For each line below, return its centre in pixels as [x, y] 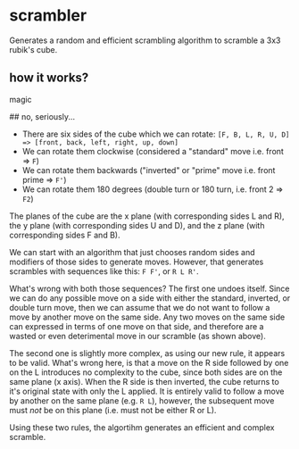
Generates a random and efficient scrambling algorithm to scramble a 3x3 [145, 40]
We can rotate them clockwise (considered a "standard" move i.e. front [153, 151]
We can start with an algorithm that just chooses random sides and [132, 252]
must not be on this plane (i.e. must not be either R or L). [113, 410]
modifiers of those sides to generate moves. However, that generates [137, 262]
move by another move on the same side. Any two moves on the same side [147, 317]
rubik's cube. [33, 49]
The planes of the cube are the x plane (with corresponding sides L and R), [147, 216]
